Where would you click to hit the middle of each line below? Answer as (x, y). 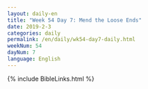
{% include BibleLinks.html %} (51, 79)
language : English (34, 59)
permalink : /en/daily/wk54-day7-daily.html (72, 40)
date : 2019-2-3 (29, 26)
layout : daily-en (32, 14)
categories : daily (34, 33)
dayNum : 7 (22, 53)
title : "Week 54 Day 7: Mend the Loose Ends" (74, 20)
